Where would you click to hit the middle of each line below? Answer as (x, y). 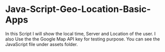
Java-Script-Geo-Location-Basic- (78, 9)
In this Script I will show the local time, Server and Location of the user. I (80, 33)
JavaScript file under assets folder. (42, 44)
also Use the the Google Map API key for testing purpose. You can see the (83, 39)
